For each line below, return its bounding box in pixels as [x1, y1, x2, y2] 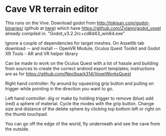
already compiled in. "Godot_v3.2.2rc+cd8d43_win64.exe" [5, 30, 125, 36]
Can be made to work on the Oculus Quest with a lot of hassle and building [5, 60, 159, 66]
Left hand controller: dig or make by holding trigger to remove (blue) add [5, 95, 154, 101]
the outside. [5, 126, 30, 132]
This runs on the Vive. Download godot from [5, 20, 96, 26]
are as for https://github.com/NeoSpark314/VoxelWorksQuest [5, 70, 131, 76]
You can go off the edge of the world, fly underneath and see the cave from [5, 121, 161, 127]
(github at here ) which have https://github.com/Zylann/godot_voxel [24, 25, 161, 31]
